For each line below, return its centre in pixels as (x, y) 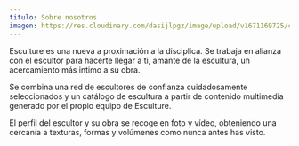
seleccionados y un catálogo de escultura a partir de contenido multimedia (146, 96)
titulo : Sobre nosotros (53, 17)
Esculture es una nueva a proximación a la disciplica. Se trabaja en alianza (145, 50)
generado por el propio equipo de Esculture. (90, 105)
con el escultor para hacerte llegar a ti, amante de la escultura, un (130, 60)
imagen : (24, 26)
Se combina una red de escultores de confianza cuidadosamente (129, 87)
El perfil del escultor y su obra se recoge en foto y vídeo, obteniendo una (143, 123)
